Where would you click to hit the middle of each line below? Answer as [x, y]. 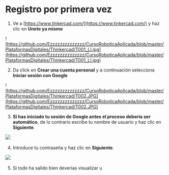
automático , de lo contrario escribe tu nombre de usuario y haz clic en [87, 122]
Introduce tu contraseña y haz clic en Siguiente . [63, 148]
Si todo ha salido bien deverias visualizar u [58, 168]
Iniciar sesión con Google [40, 75]
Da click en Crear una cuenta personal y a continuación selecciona [83, 70]
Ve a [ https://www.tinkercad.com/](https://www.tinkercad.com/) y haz [86, 23]
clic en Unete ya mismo [38, 28]
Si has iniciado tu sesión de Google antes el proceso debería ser [82, 116]
